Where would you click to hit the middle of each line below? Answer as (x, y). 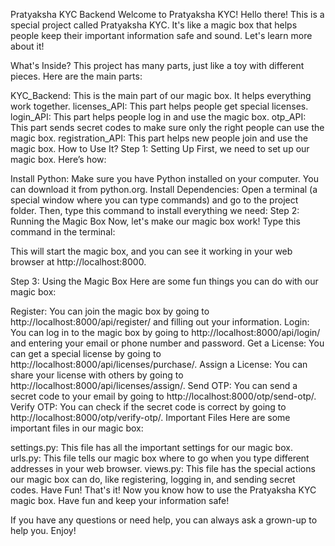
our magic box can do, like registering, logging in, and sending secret (153, 479)
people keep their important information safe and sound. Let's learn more (161, 35)
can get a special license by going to (86, 353)
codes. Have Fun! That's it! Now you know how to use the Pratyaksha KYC (163, 490)
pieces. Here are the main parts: (76, 76)
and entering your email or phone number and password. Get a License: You (167, 343)
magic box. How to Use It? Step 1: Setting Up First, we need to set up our (160, 148)
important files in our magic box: (77, 428)
